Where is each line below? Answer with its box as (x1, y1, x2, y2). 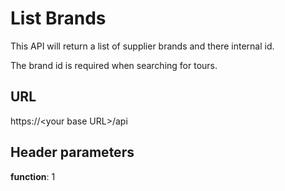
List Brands (10, 7, 107, 30)
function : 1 (10, 170, 56, 182)
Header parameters (10, 144, 135, 161)
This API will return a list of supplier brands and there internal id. (10, 40, 275, 52)
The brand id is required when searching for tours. (10, 59, 218, 71)
